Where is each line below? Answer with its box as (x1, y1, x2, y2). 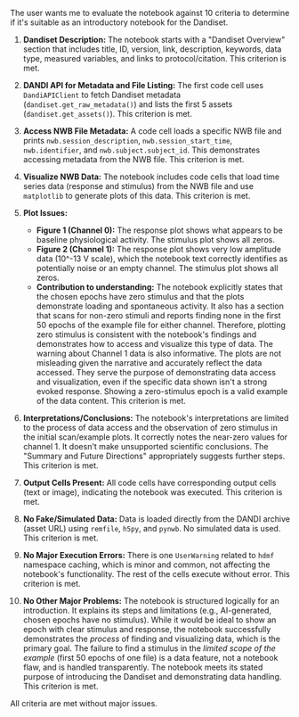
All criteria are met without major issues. (10, 698, 158, 708)
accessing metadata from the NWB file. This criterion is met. (22, 154, 245, 164)
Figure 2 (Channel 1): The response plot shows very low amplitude (36, 244, 281, 254)
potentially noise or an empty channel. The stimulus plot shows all (36, 263, 279, 273)
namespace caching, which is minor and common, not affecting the (22, 559, 271, 570)
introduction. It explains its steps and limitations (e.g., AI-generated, (22, 606, 272, 615)
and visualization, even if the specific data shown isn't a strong (36, 376, 268, 387)
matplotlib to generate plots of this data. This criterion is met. (22, 191, 251, 201)
